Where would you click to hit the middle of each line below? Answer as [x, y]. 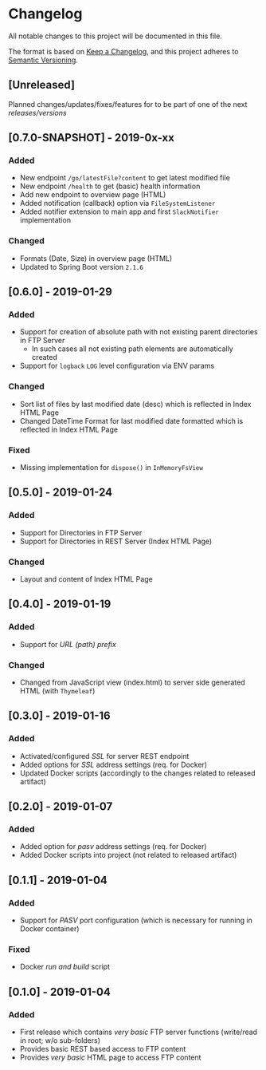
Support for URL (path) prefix [68, 644]
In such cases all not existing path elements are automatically [132, 349]
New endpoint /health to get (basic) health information [110, 186]
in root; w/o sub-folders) [60, 1040]
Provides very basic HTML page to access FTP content [110, 1057]
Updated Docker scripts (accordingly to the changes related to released [138, 773]
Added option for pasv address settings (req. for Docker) [113, 847]
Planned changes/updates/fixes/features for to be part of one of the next [128, 104]
